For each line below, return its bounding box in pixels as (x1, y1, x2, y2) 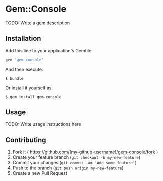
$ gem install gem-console (5, 94, 62, 99)
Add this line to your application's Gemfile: (5, 47, 93, 53)
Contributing (5, 136, 46, 144)
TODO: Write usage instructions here (5, 121, 81, 127)
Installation (5, 34, 41, 43)
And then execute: (5, 66, 43, 72)
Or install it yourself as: (5, 85, 53, 91)
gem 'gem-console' (5, 57, 44, 62)
